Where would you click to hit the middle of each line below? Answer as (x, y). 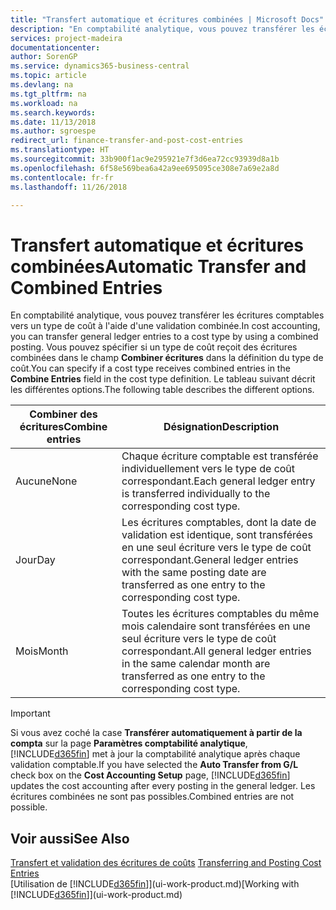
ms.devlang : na (42, 85)
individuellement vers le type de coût (208, 469)
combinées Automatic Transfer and (158, 266)
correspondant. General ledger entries (210, 560)
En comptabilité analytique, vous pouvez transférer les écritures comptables (167, 315)
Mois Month (42, 651)
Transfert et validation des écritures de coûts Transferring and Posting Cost (166, 863)
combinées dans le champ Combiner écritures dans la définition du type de (167, 358)
